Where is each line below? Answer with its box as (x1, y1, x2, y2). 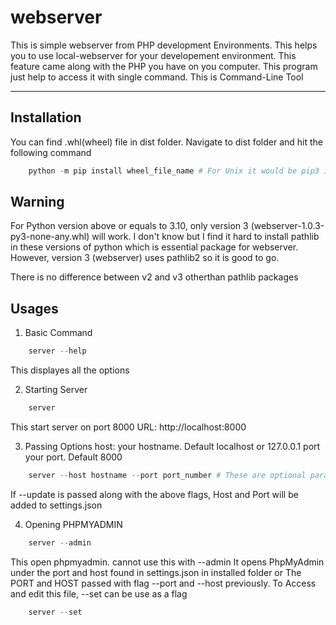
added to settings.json (10, 499, 103, 511)
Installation (10, 109, 82, 126)
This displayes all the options (10, 364, 130, 376)
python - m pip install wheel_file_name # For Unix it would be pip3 (28, 166, 320, 176)
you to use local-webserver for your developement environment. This (10, 49, 297, 61)
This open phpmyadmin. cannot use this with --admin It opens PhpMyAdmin (10, 556, 325, 568)
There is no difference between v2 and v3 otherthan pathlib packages (10, 271, 299, 283)
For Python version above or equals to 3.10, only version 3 (10, 220, 249, 232)
